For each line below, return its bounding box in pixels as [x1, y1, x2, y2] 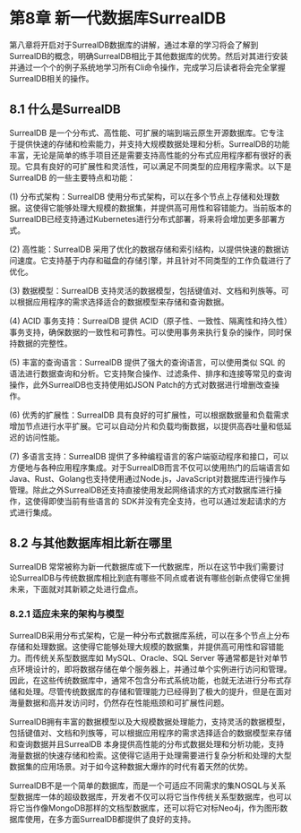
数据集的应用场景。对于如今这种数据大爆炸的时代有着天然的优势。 [9, 760, 253, 771]
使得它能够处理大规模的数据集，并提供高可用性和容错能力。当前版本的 [32, 202, 292, 213]
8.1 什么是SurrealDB [9, 102, 121, 117]
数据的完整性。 [16, 338, 73, 348]
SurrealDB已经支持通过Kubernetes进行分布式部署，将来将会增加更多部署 [9, 213, 278, 224]
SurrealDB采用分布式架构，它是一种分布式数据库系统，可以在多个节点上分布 [9, 630, 290, 640]
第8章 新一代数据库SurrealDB [9, 8, 227, 29]
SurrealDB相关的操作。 [9, 73, 94, 83]
